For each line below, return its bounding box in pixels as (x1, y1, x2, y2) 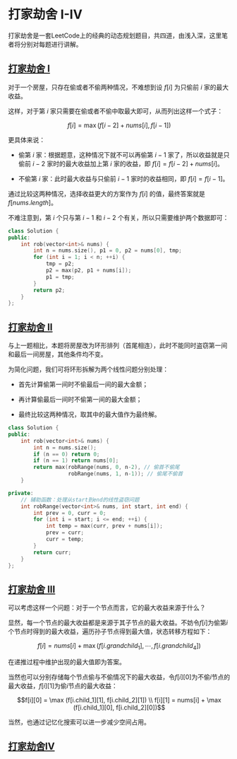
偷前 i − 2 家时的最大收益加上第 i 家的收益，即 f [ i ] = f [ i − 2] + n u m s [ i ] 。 (18, 159, 224, 168)
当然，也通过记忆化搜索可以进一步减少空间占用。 (8, 718, 150, 726)
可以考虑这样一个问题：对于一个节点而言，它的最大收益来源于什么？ (8, 603, 206, 612)
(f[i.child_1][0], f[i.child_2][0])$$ (73, 703, 166, 712)
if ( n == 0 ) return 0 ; (33, 451, 100, 458)
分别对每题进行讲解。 (20, 40, 83, 48)
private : (8, 489, 34, 497)
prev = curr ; (45, 529, 84, 536)
